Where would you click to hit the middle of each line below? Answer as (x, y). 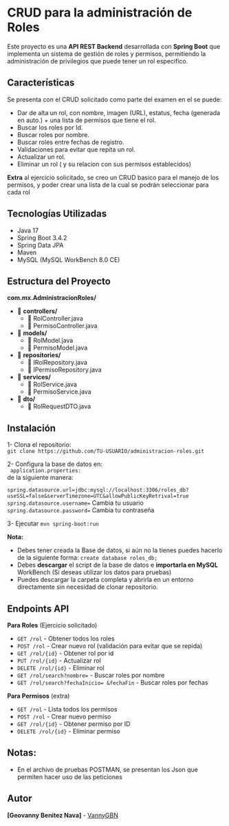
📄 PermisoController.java (62, 326)
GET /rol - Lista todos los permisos (67, 709)
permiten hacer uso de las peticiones (69, 776)
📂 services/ (34, 377)
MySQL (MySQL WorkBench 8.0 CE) (68, 259)
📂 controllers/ (37, 311)
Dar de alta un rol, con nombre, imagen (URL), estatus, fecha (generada (119, 112)
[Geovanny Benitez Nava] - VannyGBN (63, 815)
